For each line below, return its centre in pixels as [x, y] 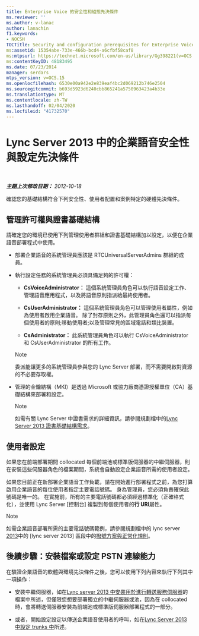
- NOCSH [16, 39]
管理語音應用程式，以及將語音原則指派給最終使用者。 [89, 295]
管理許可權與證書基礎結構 [53, 220]
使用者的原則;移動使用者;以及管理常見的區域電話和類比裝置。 [103, 323]
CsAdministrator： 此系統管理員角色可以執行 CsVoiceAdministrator [106, 335]
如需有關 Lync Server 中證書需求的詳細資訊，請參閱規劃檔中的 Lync [96, 418]
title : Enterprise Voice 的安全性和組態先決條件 [62, 12]
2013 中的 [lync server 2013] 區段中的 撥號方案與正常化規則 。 [80, 536]
